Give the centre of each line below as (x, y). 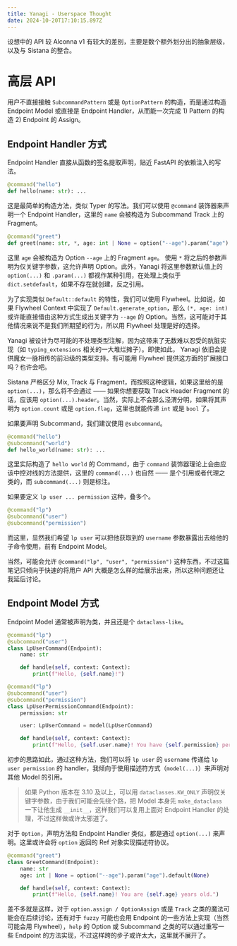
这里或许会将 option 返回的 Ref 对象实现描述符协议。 (96, 842)
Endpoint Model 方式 (53, 604)
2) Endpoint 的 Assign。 (50, 120)
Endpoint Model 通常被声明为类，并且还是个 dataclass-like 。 (97, 621)
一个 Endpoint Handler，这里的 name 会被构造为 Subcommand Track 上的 (119, 214)
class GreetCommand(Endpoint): (53, 862)
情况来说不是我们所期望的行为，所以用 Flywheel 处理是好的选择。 (108, 325)
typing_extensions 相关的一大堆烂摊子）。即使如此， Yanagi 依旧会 (124, 349)
